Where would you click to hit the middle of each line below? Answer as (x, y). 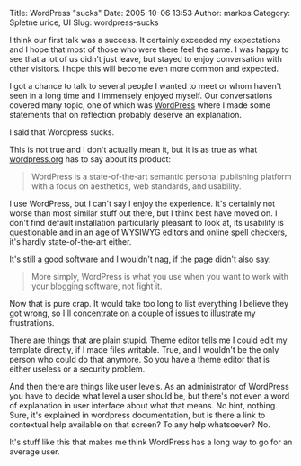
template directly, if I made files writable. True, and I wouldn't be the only (144, 349)
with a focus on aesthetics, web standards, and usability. (136, 186)
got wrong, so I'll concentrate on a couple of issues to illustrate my (133, 313)
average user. (35, 452)
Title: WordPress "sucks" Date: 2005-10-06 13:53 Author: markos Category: (150, 13)
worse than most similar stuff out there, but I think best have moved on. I (143, 213)
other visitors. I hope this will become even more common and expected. (144, 68)
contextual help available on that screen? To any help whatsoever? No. (140, 425)
